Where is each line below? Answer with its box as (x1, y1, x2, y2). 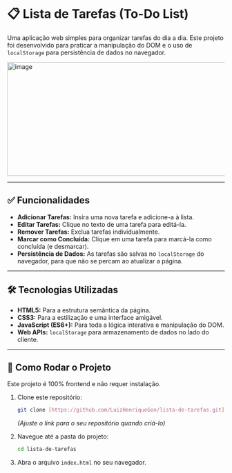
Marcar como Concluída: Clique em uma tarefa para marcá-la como (17, 234, 212, 243)
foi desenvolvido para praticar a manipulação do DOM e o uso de (7, 41, 193, 49)
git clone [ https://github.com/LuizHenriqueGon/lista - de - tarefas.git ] (17, 407, 225, 414)
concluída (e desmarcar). (17, 242, 89, 250)
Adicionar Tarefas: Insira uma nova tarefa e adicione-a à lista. (17, 212, 195, 221)
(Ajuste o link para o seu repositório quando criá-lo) (17, 419, 166, 427)
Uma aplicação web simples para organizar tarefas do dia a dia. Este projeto (7, 33, 224, 42)
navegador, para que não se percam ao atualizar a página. (17, 256, 183, 265)
